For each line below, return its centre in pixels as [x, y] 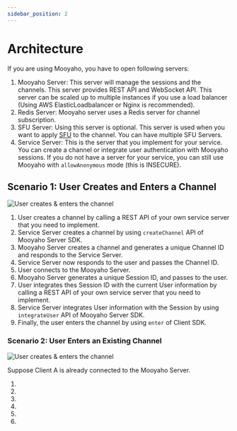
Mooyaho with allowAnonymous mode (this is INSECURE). [99, 165]
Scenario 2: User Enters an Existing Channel [85, 341]
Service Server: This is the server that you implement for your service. [120, 142]
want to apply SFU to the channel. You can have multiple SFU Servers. [120, 134]
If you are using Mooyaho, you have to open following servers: [98, 69]
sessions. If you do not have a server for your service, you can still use [121, 157]
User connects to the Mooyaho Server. [74, 270]
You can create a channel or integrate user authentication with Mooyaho [123, 150]
